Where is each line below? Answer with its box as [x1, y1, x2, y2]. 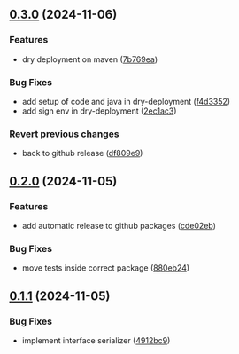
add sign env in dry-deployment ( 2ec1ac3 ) [21, 106, 177, 116]
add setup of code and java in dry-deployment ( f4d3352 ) [21, 96, 231, 106]
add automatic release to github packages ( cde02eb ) [21, 220, 217, 231]
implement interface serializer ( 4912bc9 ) [21, 334, 171, 345]
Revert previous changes [9, 128, 119, 140]
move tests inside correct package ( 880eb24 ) [21, 263, 190, 273]
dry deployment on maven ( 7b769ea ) [21, 53, 158, 65]
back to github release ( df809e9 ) [21, 148, 143, 159]
